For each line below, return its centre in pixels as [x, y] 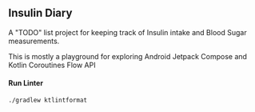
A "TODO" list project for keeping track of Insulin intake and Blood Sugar [127, 32]
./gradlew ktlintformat [48, 100]
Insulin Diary [40, 13]
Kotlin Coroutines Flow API [52, 65]
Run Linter [26, 83]
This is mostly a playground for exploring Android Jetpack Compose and [128, 56]
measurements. [34, 41]
